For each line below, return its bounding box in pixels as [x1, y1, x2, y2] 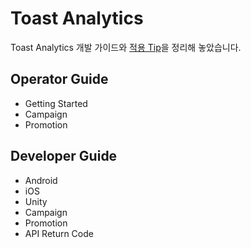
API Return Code [24, 227, 94, 239]
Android [24, 174, 58, 186]
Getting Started [24, 97, 88, 109]
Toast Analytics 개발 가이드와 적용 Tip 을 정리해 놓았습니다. [10, 41, 242, 53]
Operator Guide [10, 71, 109, 88]
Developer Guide [10, 148, 118, 165]
